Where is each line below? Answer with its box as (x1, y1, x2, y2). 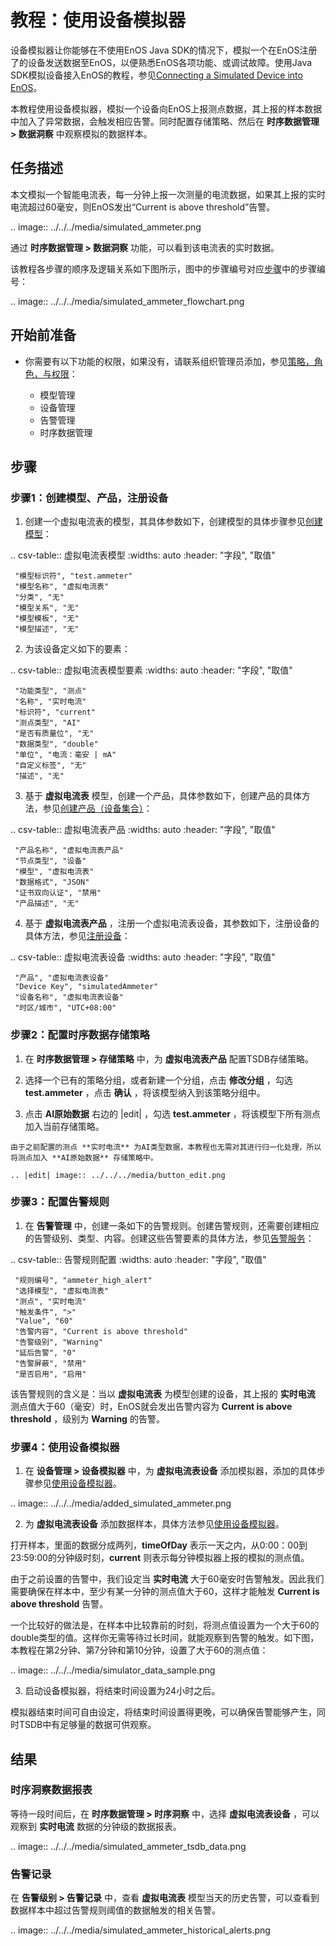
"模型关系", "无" (14, 603, 80, 613)
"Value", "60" (14, 1316, 74, 1326)
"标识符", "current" (14, 707, 96, 718)
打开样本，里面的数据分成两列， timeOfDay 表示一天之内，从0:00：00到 (10, 1539, 308, 1551)
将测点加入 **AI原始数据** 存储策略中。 (10, 1152, 158, 1163)
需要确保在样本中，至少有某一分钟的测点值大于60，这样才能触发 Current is (10, 1586, 320, 1598)
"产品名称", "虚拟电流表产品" (14, 846, 124, 856)
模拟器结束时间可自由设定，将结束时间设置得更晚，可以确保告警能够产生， (10, 1706, 317, 1718)
